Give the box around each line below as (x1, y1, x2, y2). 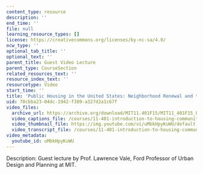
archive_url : (11, 110, 45, 116)
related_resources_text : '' (6, 71, 77, 77)
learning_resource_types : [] (6, 31, 80, 37)
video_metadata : (6, 132, 47, 139)
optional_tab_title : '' (6, 48, 66, 54)
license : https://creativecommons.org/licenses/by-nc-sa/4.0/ (6, 37, 166, 43)
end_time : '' (6, 20, 39, 26)
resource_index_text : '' (6, 76, 69, 82)
